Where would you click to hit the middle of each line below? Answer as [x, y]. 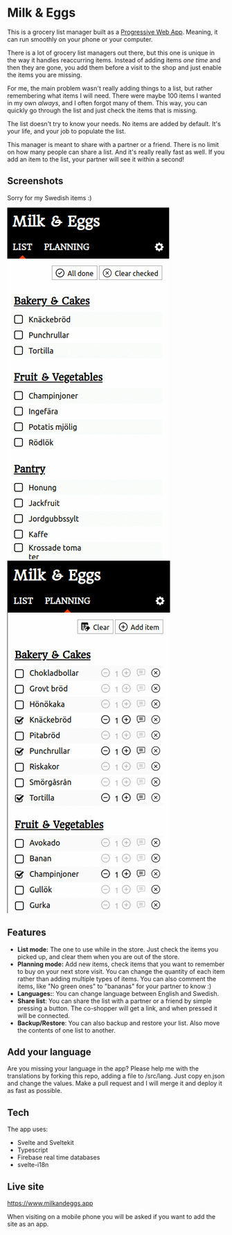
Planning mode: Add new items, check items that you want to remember [121, 964]
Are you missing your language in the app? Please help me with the [103, 1069]
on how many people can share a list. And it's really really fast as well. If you [116, 152]
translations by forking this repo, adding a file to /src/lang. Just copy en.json [116, 1076]
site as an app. [28, 1224]
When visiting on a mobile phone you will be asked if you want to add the [111, 1217]
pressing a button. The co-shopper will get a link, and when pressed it [117, 1008]
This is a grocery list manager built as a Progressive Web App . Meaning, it [113, 32]
